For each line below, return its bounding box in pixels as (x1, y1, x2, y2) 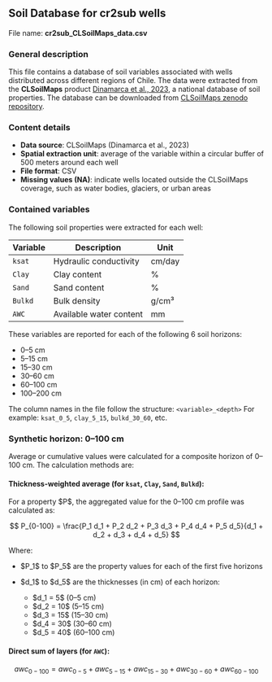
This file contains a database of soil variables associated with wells (8, 67, 233, 77)
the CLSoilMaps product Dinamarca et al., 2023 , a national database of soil (8, 85, 261, 94)
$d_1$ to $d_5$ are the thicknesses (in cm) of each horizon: (19, 577, 221, 587)
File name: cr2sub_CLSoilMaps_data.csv (8, 28, 148, 37)
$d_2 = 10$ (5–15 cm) (32, 601, 105, 611)
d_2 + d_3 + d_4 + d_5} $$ (93, 530, 180, 540)
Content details (8, 122, 71, 133)
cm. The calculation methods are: (22, 460, 135, 470)
